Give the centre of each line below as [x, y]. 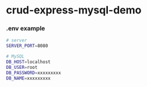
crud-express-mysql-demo [74, 10]
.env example [26, 29]
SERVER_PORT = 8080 [27, 46]
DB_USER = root [22, 67]
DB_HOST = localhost [28, 62]
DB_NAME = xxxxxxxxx [28, 78]
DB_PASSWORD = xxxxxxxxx [34, 73]
